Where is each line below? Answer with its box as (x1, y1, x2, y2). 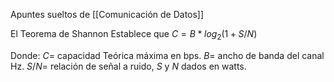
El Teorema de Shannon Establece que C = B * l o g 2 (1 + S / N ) (10, 28, 258, 42)
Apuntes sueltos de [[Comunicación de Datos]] (10, 9, 205, 20)
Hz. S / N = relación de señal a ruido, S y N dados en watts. (10, 60, 247, 72)
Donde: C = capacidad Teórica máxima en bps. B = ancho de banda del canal (10, 49, 325, 61)
